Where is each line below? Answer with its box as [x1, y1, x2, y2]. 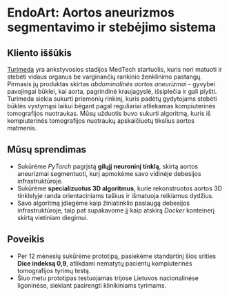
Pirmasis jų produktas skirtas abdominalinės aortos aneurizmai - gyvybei [7, 80, 216, 88]
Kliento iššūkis [7, 47, 72, 59]
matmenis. [7, 124, 37, 132]
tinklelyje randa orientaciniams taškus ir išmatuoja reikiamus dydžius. [17, 191, 214, 199]
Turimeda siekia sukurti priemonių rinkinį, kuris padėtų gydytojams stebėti [7, 95, 217, 103]
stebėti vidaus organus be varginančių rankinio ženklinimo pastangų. [7, 72, 202, 81]
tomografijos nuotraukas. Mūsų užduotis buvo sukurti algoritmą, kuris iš [7, 109, 211, 117]
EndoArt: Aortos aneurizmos [7, 5, 175, 21]
